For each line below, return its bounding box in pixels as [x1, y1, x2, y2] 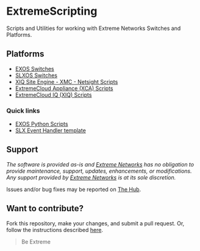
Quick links [6, 106, 41, 114]
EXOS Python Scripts [15, 121, 68, 128]
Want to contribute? [6, 203, 84, 214]
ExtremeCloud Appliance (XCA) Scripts [15, 84, 113, 92]
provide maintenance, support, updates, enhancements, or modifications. [6, 167, 192, 174]
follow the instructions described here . [6, 226, 104, 233]
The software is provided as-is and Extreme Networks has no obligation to [6, 160, 194, 168]
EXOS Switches [15, 65, 55, 72]
